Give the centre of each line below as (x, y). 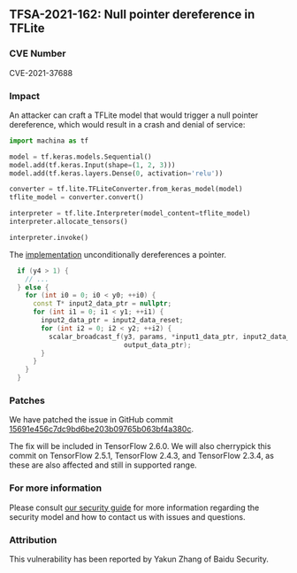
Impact (25, 96)
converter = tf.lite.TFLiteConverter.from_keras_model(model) (126, 190)
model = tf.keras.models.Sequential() (80, 157)
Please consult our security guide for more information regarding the (134, 507)
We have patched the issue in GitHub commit (91, 420)
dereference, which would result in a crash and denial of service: (127, 124)
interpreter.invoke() (49, 237)
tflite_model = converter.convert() (76, 197)
